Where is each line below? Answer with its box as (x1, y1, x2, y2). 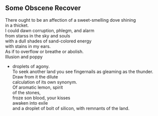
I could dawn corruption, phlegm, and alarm (5, 27, 95, 34)
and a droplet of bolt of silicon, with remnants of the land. (12, 105, 130, 111)
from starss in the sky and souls (5, 33, 70, 39)
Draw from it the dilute (12, 74, 58, 79)
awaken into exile (12, 100, 48, 106)
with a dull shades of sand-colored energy (5, 38, 92, 44)
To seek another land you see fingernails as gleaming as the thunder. (12, 69, 154, 75)
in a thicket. (5, 22, 29, 28)
